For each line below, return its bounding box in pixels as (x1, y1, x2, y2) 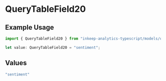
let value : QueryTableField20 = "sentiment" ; (5, 45, 100, 50)
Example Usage (5, 23, 54, 32)
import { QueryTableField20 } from (5, 36, 79, 41)
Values (5, 59, 27, 67)
